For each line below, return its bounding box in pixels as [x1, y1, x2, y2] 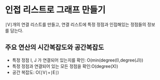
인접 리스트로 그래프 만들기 [5, 4, 106, 16]
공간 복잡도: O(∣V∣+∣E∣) [12, 69, 60, 75]
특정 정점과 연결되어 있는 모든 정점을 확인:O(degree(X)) [12, 63, 119, 69]
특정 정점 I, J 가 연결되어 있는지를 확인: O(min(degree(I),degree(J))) [12, 57, 143, 63]
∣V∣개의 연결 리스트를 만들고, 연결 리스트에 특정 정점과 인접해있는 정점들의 [5, 21, 146, 27]
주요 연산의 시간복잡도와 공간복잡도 [5, 43, 104, 52]
